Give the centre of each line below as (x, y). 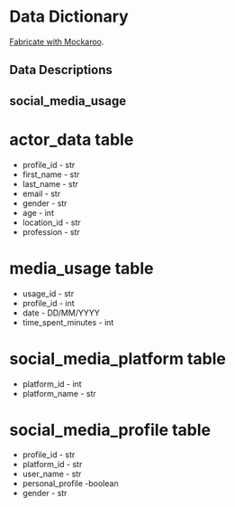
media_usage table (81, 268)
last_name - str (50, 183)
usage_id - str (48, 293)
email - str (41, 193)
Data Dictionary (69, 17)
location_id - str (51, 222)
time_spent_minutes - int (68, 322)
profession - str (51, 231)
